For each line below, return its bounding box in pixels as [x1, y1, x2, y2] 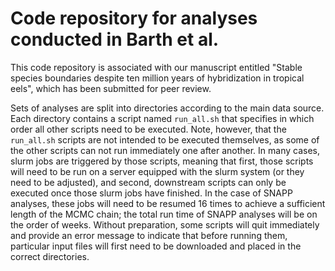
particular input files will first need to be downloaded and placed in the [10, 240, 302, 252]
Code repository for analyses [10, 7, 258, 30]
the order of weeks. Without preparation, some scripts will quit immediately [10, 218, 320, 231]
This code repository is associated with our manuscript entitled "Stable [10, 61, 303, 73]
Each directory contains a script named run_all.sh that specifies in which [10, 112, 315, 124]
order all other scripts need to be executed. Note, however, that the [10, 123, 287, 135]
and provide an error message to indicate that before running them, [10, 229, 288, 241]
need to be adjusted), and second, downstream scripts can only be [10, 176, 287, 188]
